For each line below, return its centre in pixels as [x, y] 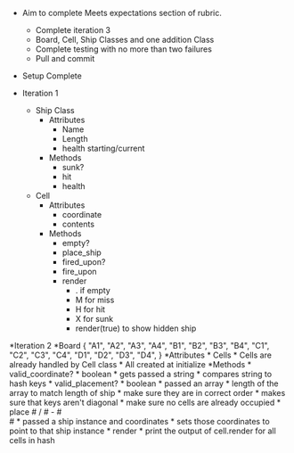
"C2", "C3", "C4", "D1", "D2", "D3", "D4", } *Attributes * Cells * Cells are [140, 355]
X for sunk [94, 319]
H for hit [90, 309]
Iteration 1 [40, 93]
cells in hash [32, 440]
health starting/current [103, 148]
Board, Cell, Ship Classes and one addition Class [125, 40]
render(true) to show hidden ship [136, 328]
